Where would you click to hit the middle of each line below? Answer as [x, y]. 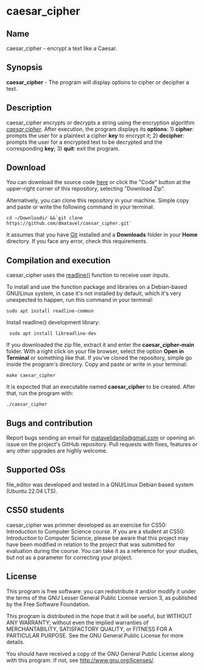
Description [29, 108]
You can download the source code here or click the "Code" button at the [98, 182]
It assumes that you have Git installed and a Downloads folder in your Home [102, 235]
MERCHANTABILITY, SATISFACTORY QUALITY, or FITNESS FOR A [89, 629]
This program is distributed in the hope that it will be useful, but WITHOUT [99, 616]
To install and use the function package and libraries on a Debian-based [97, 287]
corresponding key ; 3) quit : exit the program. [63, 148]
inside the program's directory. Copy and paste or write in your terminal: [97, 365]
